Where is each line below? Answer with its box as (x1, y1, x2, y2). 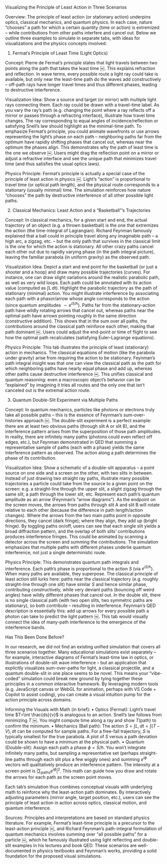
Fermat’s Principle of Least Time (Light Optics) (12, 50, 108, 56)
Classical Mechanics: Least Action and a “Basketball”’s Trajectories (12, 207, 151, 213)
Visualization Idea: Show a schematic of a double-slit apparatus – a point (5, 464, 155, 471)
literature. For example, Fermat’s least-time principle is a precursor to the (5, 820, 155, 826)
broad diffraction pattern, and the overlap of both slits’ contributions (5, 528, 145, 534)
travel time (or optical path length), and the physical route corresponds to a (5, 182, 160, 188)
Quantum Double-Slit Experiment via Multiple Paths (12, 397, 118, 403)
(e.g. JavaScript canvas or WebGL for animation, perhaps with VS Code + (5, 686, 157, 692)
